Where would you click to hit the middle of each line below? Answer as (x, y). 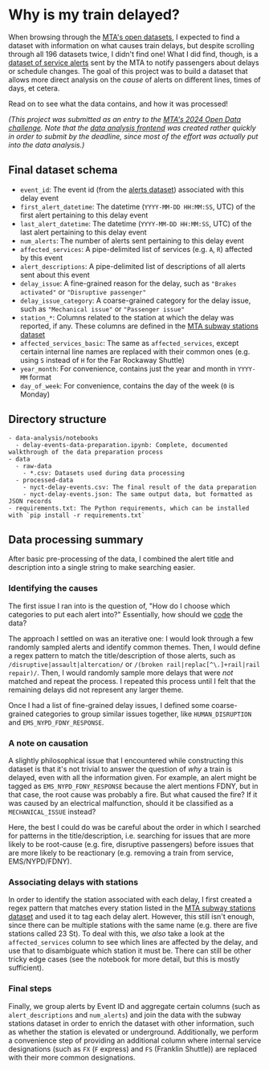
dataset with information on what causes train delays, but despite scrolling (131, 45)
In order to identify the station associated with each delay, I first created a (130, 900)
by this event (41, 258)
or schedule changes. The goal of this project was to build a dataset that (128, 71)
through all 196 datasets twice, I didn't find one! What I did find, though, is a (133, 54)
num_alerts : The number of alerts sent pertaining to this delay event (132, 240)
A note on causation (48, 742)
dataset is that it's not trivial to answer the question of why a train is (120, 769)
